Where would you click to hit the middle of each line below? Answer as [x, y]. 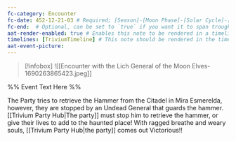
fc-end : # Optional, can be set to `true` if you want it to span [108, 27]
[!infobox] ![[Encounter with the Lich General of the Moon [107, 66]
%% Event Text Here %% [44, 87]
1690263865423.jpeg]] [58, 73]
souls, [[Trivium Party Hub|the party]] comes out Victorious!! [95, 130]
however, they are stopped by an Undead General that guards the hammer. [115, 108]
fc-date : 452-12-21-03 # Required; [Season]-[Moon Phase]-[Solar [105, 20]
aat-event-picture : [36, 46]
